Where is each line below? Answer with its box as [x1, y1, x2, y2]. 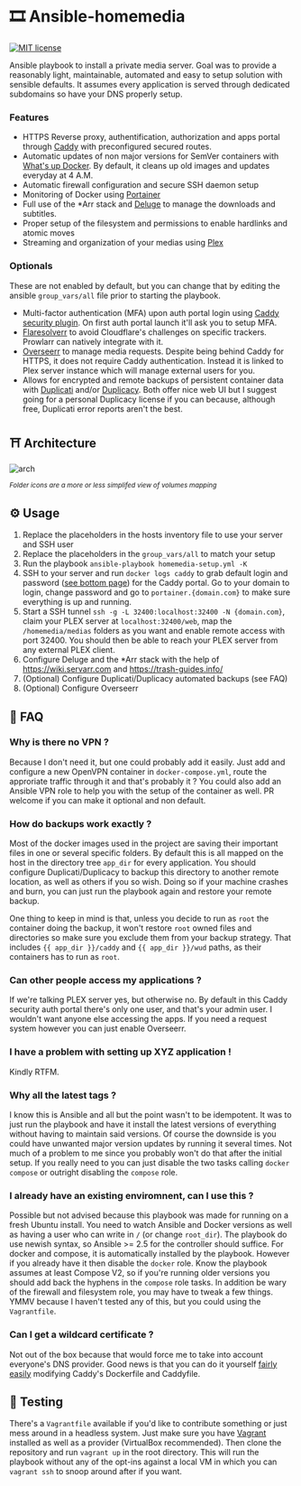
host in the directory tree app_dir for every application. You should [9, 858, 257, 868]
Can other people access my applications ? [9, 974, 202, 987]
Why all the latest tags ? [9, 1089, 117, 1101]
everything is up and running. [22, 597, 132, 608]
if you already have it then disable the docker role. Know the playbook [9, 1258, 268, 1268]
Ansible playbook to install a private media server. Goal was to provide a [9, 60, 278, 70]
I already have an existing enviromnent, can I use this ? [9, 1189, 254, 1202]
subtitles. [22, 209, 57, 219]
